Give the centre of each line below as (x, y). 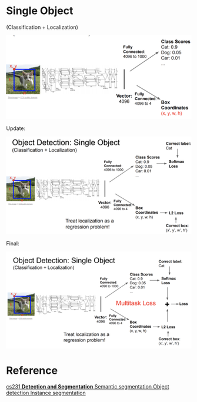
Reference (32, 371)
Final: (13, 244)
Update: (16, 128)
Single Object (40, 11)
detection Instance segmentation (46, 393)
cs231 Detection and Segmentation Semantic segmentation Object (88, 387)
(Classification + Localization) (42, 27)
